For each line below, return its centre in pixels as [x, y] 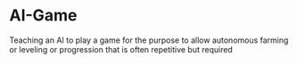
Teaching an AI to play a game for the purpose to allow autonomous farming [149, 40]
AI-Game [43, 16]
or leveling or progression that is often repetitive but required [121, 49]
